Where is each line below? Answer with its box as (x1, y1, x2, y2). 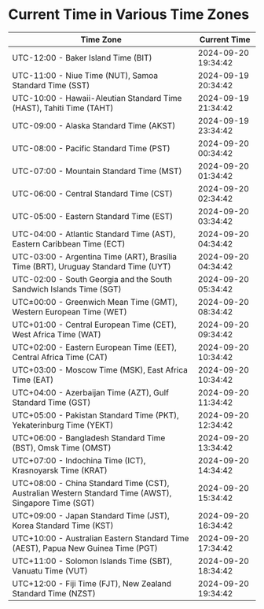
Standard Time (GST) (12, 396, 91, 407)
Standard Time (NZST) (12, 588, 96, 599)
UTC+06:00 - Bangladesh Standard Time (12, 432, 166, 443)
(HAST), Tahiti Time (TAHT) (12, 102, 114, 113)
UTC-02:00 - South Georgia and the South (12, 273, 173, 284)
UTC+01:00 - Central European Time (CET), (12, 319, 177, 330)
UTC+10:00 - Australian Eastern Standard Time (12, 533, 189, 544)
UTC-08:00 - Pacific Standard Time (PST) (12, 143, 170, 154)
